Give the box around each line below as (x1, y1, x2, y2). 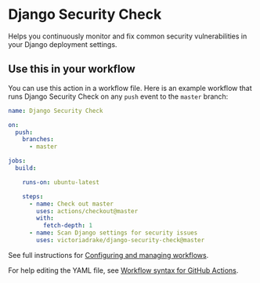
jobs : (8, 157, 26, 165)
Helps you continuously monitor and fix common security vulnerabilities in (8, 31, 247, 41)
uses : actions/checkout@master (36, 207, 139, 215)
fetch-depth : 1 (42, 222, 92, 230)
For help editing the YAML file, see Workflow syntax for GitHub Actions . (8, 265, 239, 275)
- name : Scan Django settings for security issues (28, 229, 198, 237)
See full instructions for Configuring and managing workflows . (8, 250, 209, 259)
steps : (22, 192, 44, 201)
